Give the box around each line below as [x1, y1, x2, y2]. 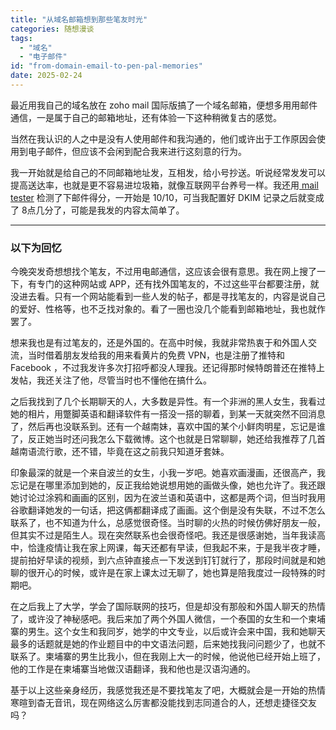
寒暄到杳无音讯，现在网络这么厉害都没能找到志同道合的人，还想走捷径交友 [10, 697, 317, 709]
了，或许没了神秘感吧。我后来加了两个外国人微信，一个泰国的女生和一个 [10, 613, 308, 625]
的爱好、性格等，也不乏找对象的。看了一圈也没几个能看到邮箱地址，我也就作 [10, 303, 326, 315]
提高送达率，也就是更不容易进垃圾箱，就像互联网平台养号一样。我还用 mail [10, 179, 319, 191]
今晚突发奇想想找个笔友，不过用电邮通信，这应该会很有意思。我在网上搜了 [10, 266, 317, 278]
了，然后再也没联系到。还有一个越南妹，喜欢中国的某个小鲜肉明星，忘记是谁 [10, 421, 326, 433]
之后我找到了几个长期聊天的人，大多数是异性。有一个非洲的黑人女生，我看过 [10, 396, 326, 408]
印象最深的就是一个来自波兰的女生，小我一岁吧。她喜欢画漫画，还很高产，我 [10, 467, 326, 479]
